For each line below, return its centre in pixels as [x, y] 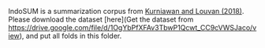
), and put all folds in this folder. [71, 36]
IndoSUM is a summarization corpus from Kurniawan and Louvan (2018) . [126, 11]
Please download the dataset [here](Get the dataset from [101, 19]
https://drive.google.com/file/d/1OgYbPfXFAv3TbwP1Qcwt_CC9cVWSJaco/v [132, 27]
